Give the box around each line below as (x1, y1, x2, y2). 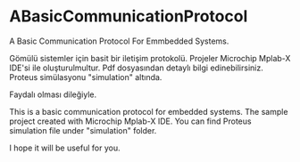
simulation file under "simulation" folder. (9, 125, 157, 135)
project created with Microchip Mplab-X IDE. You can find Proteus (9, 116, 252, 126)
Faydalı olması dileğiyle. (9, 89, 96, 100)
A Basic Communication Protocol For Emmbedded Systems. (9, 36, 229, 46)
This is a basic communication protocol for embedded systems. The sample (9, 106, 288, 117)
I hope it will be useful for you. (9, 142, 121, 153)
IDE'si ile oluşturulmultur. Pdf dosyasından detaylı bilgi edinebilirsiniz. (9, 62, 263, 73)
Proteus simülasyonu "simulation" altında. (9, 71, 162, 82)
